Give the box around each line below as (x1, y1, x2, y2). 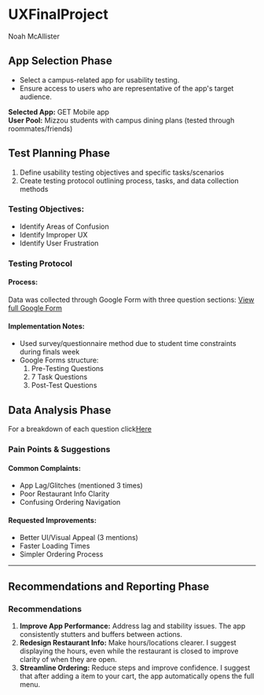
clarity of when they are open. (19, 655, 118, 664)
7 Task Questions (31, 372, 88, 382)
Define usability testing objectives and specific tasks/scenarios (19, 167, 225, 177)
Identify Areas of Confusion (19, 222, 110, 231)
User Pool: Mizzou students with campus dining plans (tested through (8, 116, 235, 125)
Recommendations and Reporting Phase (8, 579, 210, 593)
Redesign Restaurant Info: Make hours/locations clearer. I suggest (19, 638, 237, 648)
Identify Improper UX (19, 230, 88, 239)
